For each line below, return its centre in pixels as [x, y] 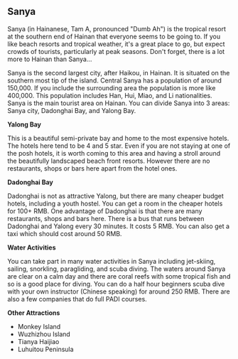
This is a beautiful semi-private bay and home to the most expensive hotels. [118, 138]
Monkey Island [39, 326]
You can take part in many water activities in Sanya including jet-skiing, [112, 261]
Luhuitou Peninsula [45, 349]
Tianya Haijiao [38, 341]
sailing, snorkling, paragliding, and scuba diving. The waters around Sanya [117, 269]
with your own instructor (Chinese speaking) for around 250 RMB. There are [119, 291]
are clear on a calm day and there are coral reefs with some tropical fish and [119, 276]
